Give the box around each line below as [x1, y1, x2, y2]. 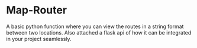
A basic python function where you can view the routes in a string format [6, 23, 184, 30]
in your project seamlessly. [6, 35, 72, 42]
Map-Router [6, 4, 67, 17]
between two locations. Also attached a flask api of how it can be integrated [6, 29, 192, 36]
